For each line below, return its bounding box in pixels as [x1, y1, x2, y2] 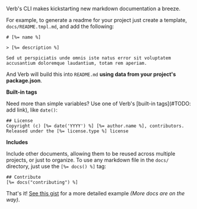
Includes [6, 139, 28, 145]
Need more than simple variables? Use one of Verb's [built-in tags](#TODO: [6, 100, 191, 107]
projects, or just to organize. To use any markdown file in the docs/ [6, 157, 169, 163]
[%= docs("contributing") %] [6, 179, 78, 185]
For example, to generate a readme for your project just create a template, [6, 17, 187, 23]
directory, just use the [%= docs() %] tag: [6, 163, 107, 170]
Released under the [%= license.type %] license [6, 128, 129, 134]
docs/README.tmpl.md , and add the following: [6, 23, 115, 30]
